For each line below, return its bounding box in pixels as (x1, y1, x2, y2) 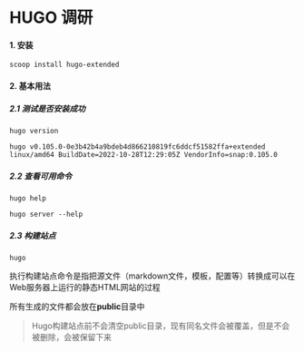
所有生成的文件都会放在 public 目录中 (9, 300, 145, 312)
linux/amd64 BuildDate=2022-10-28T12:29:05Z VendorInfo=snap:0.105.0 (9, 150, 279, 159)
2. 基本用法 (9, 80, 52, 91)
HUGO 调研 (9, 7, 93, 28)
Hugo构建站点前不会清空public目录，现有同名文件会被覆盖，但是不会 (31, 320, 290, 331)
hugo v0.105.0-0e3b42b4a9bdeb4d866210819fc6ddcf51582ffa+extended (9, 141, 266, 151)
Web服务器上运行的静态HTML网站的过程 (9, 281, 161, 292)
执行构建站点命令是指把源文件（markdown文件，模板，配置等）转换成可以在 (9, 270, 296, 281)
